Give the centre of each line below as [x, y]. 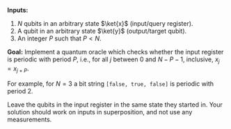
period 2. [20, 91]
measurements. [30, 119]
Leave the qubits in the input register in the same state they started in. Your [115, 105]
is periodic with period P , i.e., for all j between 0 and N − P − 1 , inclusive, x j [114, 60]
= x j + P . [18, 69]
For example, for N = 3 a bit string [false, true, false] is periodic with [111, 84]
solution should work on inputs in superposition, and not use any [100, 112]
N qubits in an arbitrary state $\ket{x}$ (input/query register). [105, 23]
